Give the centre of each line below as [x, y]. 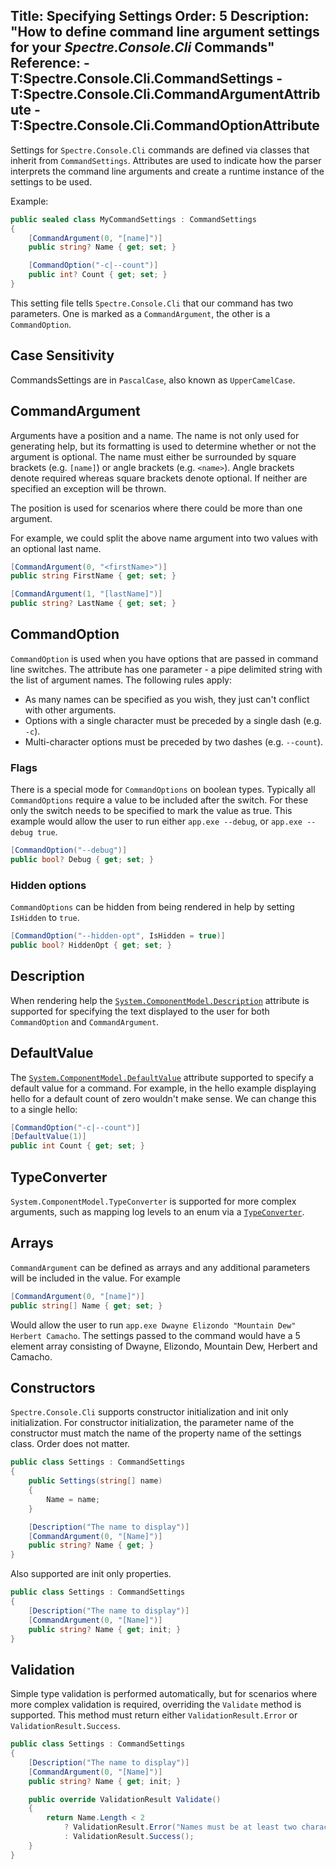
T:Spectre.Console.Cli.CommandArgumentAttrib [165, 94]
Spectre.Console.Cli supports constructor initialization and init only [149, 1412]
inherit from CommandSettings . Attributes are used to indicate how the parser [166, 160]
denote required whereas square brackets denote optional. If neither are [159, 478]
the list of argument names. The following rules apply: [121, 680]
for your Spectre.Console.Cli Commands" [142, 47]
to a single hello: [44, 1109]
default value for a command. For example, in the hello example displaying [163, 1088]
